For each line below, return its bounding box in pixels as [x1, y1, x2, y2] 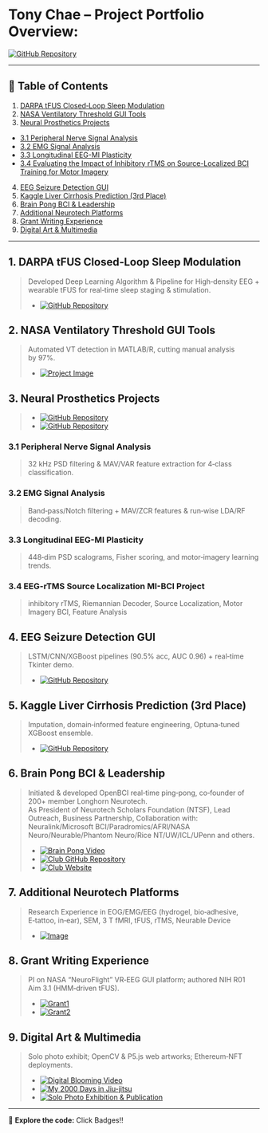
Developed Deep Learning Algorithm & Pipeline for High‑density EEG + [27, 277, 260, 286]
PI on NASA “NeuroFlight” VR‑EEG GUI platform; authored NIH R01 [27, 975, 246, 985]
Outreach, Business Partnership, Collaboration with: [27, 813, 199, 823]
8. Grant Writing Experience [8, 954, 150, 968]
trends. [27, 561, 52, 571]
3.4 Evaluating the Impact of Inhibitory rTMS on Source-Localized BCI [19, 158, 250, 168]
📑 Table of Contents [8, 80, 108, 93]
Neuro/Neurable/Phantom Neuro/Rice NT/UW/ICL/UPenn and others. [27, 830, 255, 840]
